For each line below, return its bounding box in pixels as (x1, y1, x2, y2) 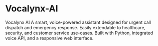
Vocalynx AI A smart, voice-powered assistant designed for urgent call (5, 19, 151, 25)
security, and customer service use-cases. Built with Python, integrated (5, 30, 153, 36)
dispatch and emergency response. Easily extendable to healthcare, (5, 24, 146, 30)
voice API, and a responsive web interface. (5, 35, 94, 41)
